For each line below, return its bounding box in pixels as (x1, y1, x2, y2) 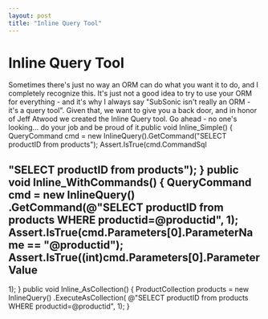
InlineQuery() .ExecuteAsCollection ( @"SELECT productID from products (8, 293, 249, 303)
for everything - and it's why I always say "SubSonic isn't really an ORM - (8, 97, 251, 107)
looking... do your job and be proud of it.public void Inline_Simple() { (8, 123, 233, 132)
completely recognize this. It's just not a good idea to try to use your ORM (8, 89, 253, 99)
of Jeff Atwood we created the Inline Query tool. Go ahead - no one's (8, 114, 238, 124)
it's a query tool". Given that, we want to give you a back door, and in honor (8, 106, 258, 115)
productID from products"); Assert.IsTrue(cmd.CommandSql (8, 139, 207, 149)
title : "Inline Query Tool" (8, 19, 103, 27)
